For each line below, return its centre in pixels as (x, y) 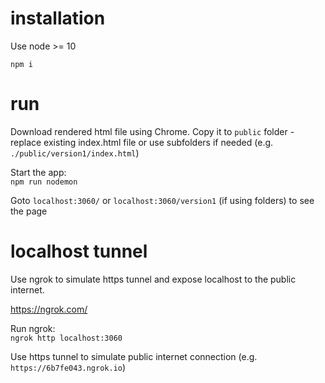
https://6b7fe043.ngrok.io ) (68, 367)
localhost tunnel (79, 251)
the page (29, 211)
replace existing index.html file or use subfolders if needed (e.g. (142, 142)
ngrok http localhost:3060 (66, 338)
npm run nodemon (44, 182)
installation (58, 18)
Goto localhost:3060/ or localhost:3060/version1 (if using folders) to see (162, 200)
